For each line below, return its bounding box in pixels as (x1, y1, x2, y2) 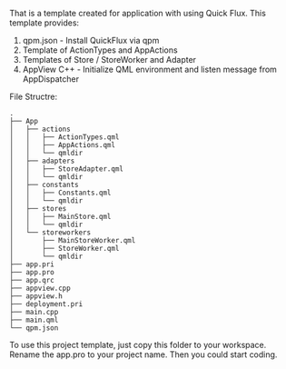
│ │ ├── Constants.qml (9, 188, 112, 197)
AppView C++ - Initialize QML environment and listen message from (22, 64, 277, 75)
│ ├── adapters (9, 156, 75, 165)
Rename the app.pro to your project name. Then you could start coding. (9, 349, 278, 360)
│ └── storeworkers (9, 228, 92, 237)
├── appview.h (9, 292, 64, 301)
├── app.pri (9, 260, 54, 269)
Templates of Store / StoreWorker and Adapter (22, 55, 197, 65)
